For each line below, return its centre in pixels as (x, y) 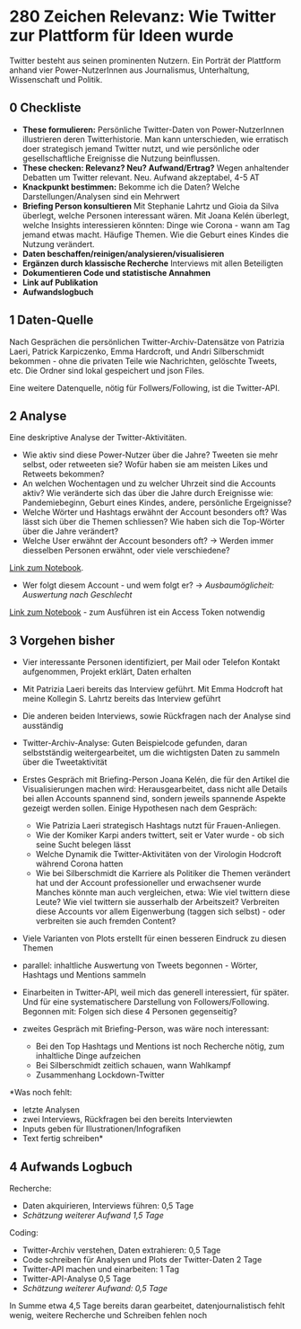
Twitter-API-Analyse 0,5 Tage (77, 1279)
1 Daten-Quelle (52, 320)
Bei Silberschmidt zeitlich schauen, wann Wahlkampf (133, 1066)
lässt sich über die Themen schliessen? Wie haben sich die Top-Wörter (153, 522)
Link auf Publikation (60, 282)
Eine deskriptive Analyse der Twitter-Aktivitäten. (98, 438)
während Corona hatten (79, 864)
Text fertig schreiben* (63, 1139)
